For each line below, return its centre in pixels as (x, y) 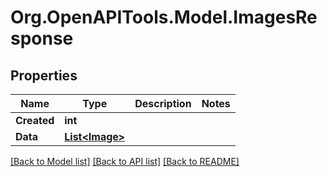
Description (163, 103)
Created (35, 120)
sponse (42, 38)
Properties (44, 75)
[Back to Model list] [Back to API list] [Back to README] (125, 161)
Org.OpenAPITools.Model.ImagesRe (164, 17)
